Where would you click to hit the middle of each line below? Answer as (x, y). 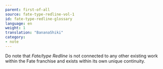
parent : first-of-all (28, 10)
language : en (19, 23)
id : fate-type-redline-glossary (39, 19)
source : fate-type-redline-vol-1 (40, 14)
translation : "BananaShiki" (34, 33)
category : (15, 37)
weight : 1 (15, 28)
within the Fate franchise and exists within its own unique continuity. (75, 61)
